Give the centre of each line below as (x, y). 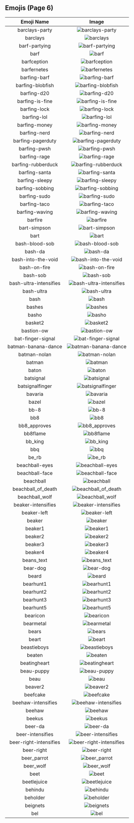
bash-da (35, 251)
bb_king (35, 441)
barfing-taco (35, 204)
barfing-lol (35, 117)
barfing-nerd (35, 132)
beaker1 (35, 528)
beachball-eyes (35, 465)
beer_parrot (35, 758)
